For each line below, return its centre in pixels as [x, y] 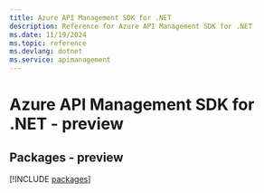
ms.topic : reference [48, 43]
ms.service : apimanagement [60, 60]
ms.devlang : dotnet [46, 52]
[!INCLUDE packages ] [50, 179]
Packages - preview [66, 157]
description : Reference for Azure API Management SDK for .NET [131, 26]
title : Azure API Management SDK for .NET [90, 18]
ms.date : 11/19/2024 [48, 34]
